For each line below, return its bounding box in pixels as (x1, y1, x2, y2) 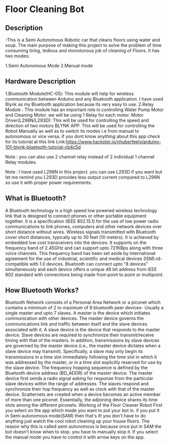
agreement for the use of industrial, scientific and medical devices (5, 255, 142, 261)
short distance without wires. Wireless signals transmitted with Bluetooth (5, 229, 156, 235)
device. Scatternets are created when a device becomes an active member (5, 391, 161, 398)
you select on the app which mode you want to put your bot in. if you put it (5, 407, 160, 413)
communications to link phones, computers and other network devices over (5, 223, 162, 229)
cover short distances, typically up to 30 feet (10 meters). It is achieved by (5, 234, 159, 240)
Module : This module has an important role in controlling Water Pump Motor (5, 107, 164, 113)
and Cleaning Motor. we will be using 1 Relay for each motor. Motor (5, 112, 144, 118)
